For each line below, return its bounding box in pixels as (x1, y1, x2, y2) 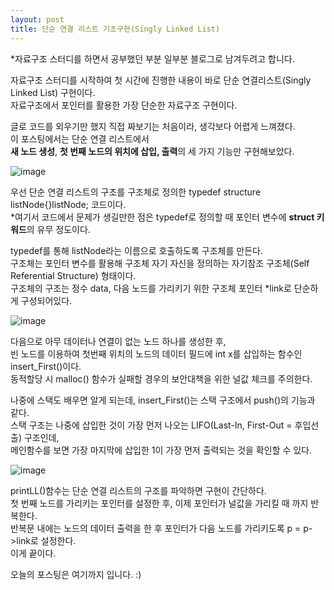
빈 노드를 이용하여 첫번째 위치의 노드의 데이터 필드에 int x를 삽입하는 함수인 (10, 347, 303, 360)
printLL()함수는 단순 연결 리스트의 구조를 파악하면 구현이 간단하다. (10, 484, 267, 496)
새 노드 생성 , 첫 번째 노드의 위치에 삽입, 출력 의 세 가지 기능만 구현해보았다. (10, 145, 295, 157)
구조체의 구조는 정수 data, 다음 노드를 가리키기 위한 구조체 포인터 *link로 (10, 282, 292, 294)
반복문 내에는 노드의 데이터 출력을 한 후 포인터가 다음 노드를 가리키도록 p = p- (10, 522, 313, 534)
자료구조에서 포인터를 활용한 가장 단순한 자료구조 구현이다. (10, 99, 238, 111)
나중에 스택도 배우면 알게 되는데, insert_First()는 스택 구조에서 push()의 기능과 (10, 394, 316, 406)
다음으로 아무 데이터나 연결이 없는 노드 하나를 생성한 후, (10, 335, 227, 347)
